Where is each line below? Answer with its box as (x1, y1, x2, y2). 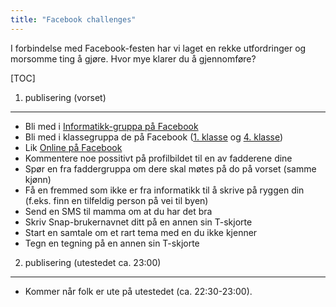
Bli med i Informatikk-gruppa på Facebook (24, 120, 199, 132)
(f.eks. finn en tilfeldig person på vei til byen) (24, 194, 209, 206)
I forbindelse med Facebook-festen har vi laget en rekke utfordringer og (10, 42, 307, 54)
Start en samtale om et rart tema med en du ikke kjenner (24, 226, 258, 238)
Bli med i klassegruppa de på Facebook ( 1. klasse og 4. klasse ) (24, 131, 284, 143)
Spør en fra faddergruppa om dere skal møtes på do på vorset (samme (24, 162, 317, 175)
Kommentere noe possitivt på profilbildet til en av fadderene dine (24, 152, 293, 164)
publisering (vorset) (24, 91, 107, 103)
